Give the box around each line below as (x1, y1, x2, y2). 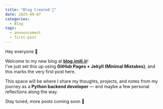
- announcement (9, 30, 41, 35)
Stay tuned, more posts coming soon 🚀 (5, 98, 85, 104)
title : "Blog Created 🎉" (5, 7, 57, 12)
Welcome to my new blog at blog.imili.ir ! (5, 58, 88, 64)
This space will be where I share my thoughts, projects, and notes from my (5, 78, 158, 84)
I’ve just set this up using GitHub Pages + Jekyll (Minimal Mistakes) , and (5, 63, 156, 69)
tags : (5, 26, 16, 31)
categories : (5, 16, 30, 21)
